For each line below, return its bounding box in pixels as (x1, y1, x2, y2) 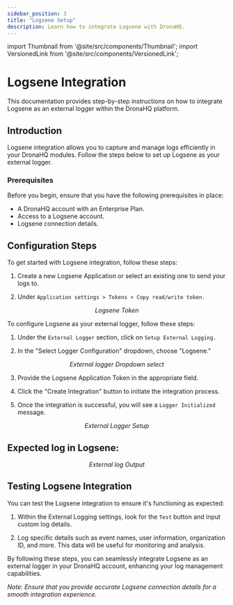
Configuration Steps (7, 240, 97, 252)
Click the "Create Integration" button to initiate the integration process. (17, 388, 220, 396)
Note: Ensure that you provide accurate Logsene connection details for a (7, 583, 217, 591)
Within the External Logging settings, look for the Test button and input (17, 512, 221, 521)
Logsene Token (95, 306, 139, 314)
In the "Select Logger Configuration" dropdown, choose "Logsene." (17, 346, 211, 355)
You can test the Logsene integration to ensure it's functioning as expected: (7, 499, 225, 507)
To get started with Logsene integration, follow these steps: (7, 259, 178, 267)
